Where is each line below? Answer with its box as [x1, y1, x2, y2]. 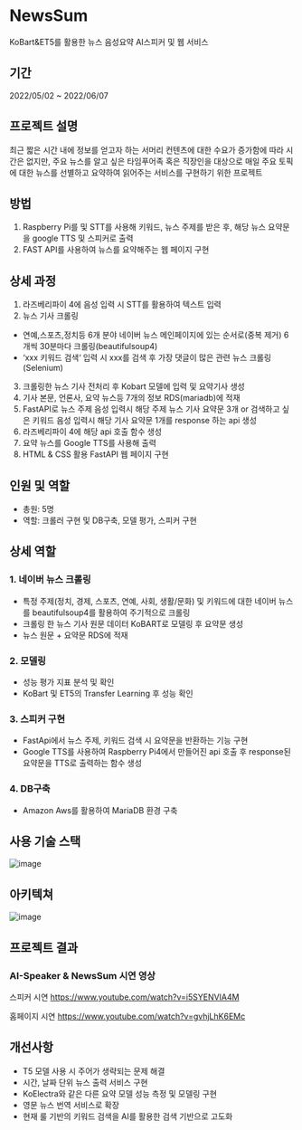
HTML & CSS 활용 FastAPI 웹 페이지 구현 [22, 449, 169, 460]
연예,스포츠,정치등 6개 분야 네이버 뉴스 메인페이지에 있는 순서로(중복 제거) [22, 329, 282, 340]
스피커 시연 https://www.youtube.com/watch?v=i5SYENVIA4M [9, 992, 240, 1002]
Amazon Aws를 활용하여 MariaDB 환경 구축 [22, 804, 178, 815]
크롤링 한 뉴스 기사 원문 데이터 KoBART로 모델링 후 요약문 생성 [22, 618, 244, 629]
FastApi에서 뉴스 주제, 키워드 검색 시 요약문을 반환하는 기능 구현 [22, 735, 249, 746]
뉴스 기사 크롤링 [22, 310, 79, 321]
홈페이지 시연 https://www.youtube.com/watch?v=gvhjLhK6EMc [9, 1011, 246, 1021]
